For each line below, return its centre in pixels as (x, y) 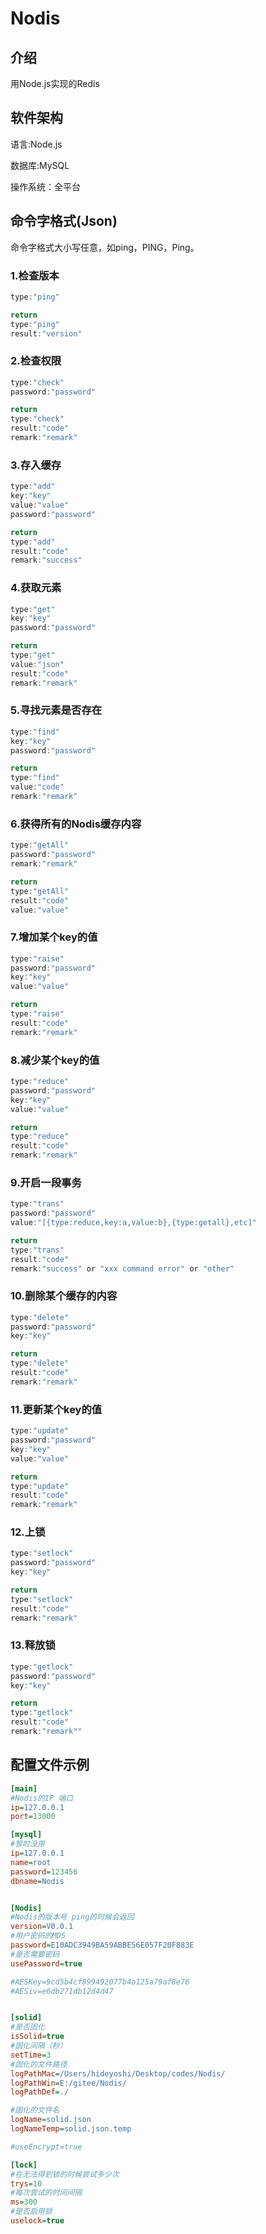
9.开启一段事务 (46, 1182)
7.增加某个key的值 (54, 937)
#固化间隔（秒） (39, 2046)
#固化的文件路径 (39, 2064)
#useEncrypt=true (46, 2147)
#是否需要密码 (35, 1954)
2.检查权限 (36, 361)
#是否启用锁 (31, 2212)
